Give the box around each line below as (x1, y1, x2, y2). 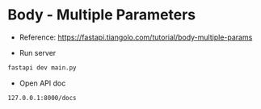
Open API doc (19, 78, 66, 88)
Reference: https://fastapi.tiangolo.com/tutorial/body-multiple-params (19, 32, 253, 42)
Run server (19, 48, 57, 57)
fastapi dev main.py (7, 63, 78, 72)
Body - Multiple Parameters (7, 6, 196, 24)
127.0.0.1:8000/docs (7, 94, 78, 102)
